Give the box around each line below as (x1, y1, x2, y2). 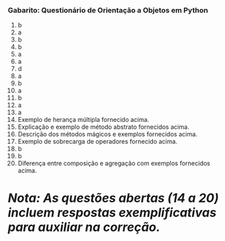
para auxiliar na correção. (8, 220, 161, 235)
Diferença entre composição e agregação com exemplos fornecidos (17, 160, 211, 168)
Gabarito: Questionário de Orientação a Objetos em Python (8, 5, 209, 15)
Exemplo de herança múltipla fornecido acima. (17, 116, 150, 124)
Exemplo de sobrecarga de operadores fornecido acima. (17, 138, 178, 146)
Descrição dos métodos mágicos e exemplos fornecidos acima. (17, 130, 198, 138)
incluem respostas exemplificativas (8, 205, 217, 220)
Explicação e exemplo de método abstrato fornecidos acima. (17, 123, 189, 131)
